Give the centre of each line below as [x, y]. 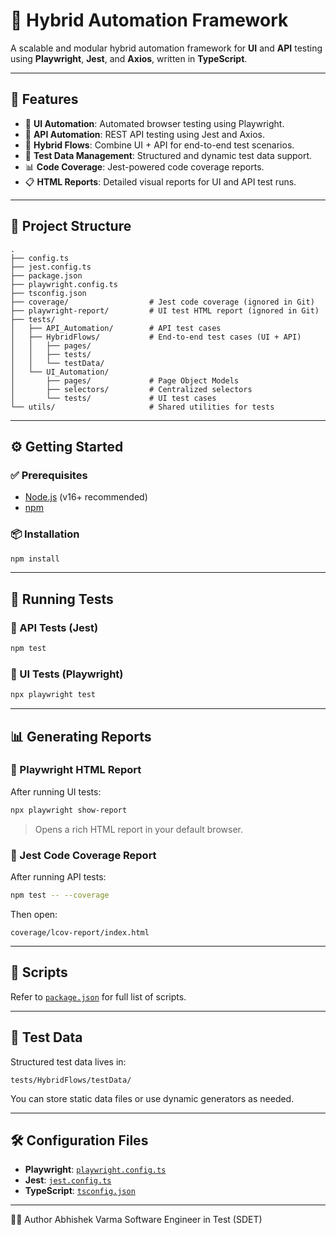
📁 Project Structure [71, 226]
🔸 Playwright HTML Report [76, 770]
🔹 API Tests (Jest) [54, 627]
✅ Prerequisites [49, 475]
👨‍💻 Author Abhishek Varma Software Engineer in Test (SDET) [136, 1220]
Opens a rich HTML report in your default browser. [138, 829]
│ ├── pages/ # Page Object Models [125, 380]
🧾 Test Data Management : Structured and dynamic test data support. [168, 155]
